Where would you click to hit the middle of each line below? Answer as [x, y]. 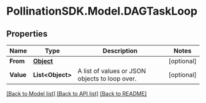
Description [120, 51]
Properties [27, 34]
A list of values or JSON [112, 71]
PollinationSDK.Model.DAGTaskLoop [102, 11]
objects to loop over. [107, 79]
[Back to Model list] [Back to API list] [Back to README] [77, 94]
